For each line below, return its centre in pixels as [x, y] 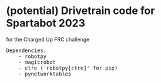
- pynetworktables [45, 74]
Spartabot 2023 [46, 23]
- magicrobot [37, 62]
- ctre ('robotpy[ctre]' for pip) [68, 68]
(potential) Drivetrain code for [80, 11]
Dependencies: [26, 50]
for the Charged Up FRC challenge [48, 39]
